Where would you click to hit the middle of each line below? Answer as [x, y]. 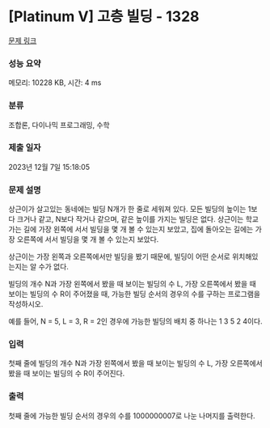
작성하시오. [26, 304]
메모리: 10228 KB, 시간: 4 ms [55, 83]
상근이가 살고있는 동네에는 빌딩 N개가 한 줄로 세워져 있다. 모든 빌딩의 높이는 [127, 209]
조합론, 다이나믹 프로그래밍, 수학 [59, 125]
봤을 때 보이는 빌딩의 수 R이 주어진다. [67, 374]
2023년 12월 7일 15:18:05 [49, 167]
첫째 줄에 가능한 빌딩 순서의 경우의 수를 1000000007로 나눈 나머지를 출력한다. [132, 415]
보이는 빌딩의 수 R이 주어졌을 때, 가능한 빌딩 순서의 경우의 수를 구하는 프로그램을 [135, 294]
